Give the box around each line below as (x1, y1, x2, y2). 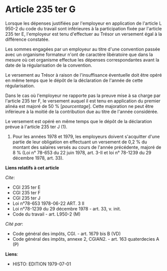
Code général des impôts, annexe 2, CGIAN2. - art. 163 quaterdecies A (12, 236, 159, 242)
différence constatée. (5, 36, 50, 42)
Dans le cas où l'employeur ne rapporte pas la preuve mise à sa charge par (5, 92, 161, 98)
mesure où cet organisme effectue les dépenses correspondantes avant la (5, 57, 159, 63)
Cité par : (5, 221, 24, 227)
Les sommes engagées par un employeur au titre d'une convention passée (5, 46, 160, 52)
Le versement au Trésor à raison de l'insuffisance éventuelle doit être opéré (5, 72, 162, 78)
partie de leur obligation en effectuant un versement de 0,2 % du (12, 139, 147, 145)
